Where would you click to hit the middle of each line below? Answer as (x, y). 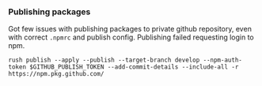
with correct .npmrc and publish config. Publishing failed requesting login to (131, 37)
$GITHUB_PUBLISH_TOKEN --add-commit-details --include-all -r (134, 67)
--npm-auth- (223, 60)
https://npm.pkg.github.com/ (56, 74)
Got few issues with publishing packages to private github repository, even (130, 29)
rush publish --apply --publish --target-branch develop (104, 60)
